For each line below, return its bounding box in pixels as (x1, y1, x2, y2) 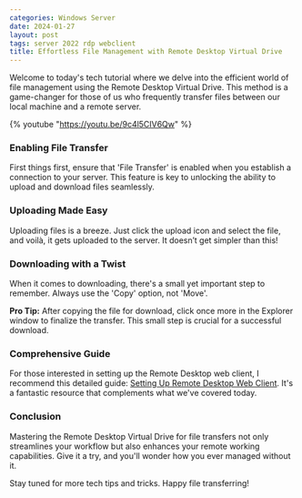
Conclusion (9, 411, 62, 423)
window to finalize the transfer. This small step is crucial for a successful (9, 315, 282, 326)
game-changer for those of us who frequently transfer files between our (9, 92, 280, 103)
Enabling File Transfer (9, 142, 109, 155)
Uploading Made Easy (9, 204, 108, 217)
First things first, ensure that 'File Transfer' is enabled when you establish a (9, 162, 292, 173)
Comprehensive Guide (9, 347, 111, 360)
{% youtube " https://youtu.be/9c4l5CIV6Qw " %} (9, 119, 193, 130)
